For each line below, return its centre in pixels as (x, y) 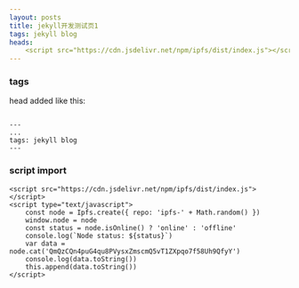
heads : (21, 42)
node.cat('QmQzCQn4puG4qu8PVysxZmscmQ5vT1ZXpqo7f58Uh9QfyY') (125, 251)
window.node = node (61, 220)
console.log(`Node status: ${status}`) (99, 236)
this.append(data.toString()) (81, 267)
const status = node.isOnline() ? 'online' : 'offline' (131, 228)
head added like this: (48, 101)
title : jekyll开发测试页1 (54, 26)
